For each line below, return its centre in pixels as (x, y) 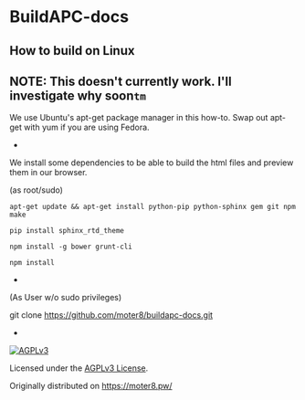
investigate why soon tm (78, 95)
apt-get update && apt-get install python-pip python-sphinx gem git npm (153, 207)
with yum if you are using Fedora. (87, 127)
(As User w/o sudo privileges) (66, 298)
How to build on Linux (72, 51)
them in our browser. (48, 173)
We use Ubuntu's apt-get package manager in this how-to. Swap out (139, 118)
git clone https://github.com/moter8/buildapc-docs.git (111, 315)
